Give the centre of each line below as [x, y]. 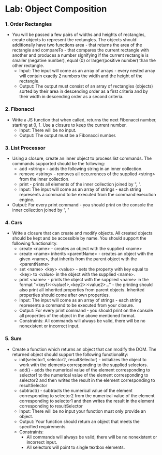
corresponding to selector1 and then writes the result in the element [87, 401]
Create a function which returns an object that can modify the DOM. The [84, 349]
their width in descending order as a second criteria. [71, 97]
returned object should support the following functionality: [70, 354]
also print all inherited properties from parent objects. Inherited [82, 290]
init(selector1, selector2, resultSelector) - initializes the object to [83, 359]
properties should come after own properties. [65, 295]
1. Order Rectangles [29, 24]
